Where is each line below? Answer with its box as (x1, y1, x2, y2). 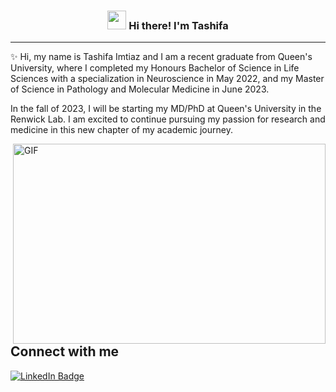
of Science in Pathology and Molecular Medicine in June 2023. (10, 83, 270, 95)
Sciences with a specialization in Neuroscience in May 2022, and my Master (10, 73, 325, 85)
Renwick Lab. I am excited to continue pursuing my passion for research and (10, 113, 326, 125)
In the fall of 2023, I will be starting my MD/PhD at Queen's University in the (10, 103, 322, 115)
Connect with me (10, 343, 120, 360)
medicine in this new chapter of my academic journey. (10, 124, 233, 136)
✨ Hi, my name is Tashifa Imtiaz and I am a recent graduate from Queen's (10, 51, 313, 63)
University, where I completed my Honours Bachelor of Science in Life (10, 62, 300, 74)
